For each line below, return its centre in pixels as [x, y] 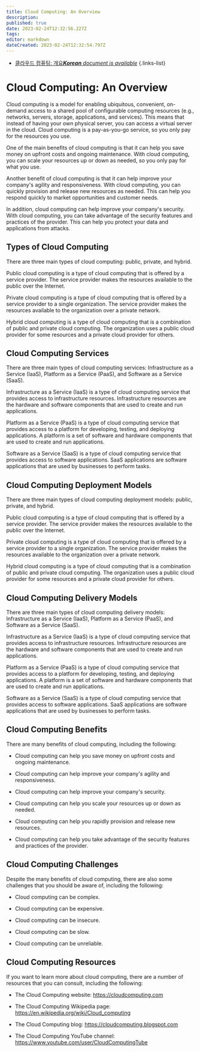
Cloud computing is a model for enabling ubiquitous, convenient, [86, 104]
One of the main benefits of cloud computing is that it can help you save [95, 147]
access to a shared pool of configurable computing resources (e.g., [111, 110]
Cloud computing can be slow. [52, 932]
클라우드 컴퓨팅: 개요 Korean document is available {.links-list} [90, 63]
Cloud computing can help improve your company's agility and [92, 773]
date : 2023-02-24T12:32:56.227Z [46, 28]
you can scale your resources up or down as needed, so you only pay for [96, 160]
